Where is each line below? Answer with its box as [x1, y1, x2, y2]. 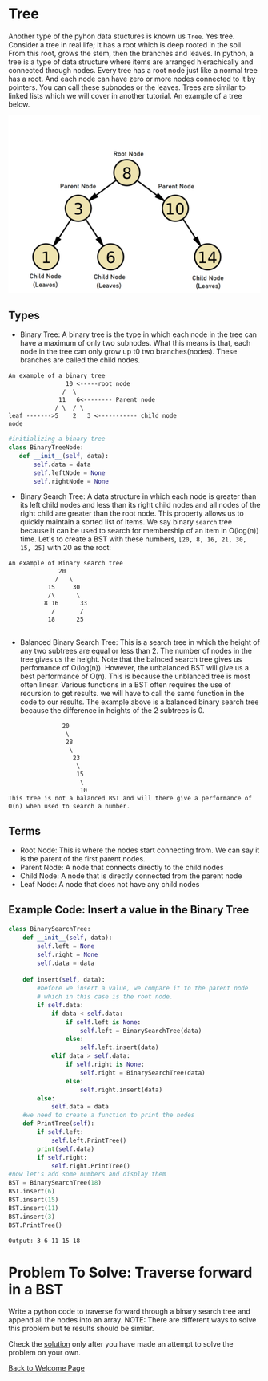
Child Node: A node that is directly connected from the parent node [19, 871, 242, 881]
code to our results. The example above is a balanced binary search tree [19, 697, 259, 707]
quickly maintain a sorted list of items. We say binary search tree [19, 517, 233, 527]
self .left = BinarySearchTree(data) [79, 1027, 202, 1035]
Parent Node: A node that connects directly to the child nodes [19, 863, 224, 873]
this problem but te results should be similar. [8, 1324, 154, 1334]
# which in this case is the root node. [37, 993, 174, 1001]
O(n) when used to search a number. [8, 803, 130, 811]
